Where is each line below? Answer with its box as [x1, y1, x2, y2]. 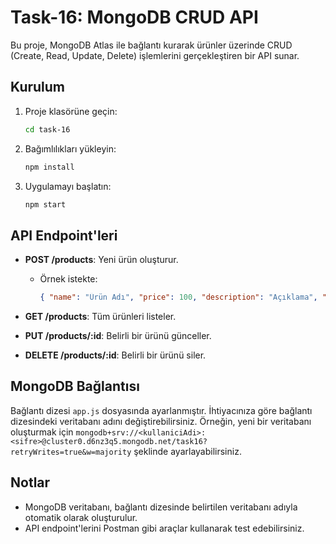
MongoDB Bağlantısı [10, 378, 140, 395]
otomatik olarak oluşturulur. [24, 511, 138, 523]
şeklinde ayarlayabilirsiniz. [133, 445, 242, 457]
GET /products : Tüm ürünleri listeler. [24, 311, 177, 323]
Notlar [10, 474, 51, 491]
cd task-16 [24, 124, 71, 135]
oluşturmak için [10, 426, 74, 438]
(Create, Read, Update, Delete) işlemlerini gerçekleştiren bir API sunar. [10, 49, 300, 61]
